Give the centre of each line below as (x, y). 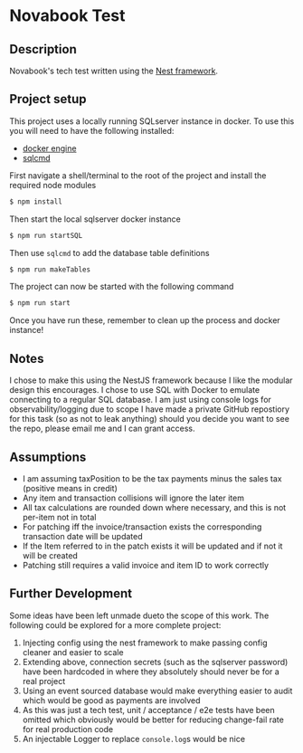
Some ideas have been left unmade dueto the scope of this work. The (139, 615)
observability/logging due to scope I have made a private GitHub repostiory (150, 409)
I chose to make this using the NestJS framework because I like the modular (151, 380)
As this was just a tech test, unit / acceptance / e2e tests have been (149, 710)
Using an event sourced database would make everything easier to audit (157, 691)
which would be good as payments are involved (111, 700)
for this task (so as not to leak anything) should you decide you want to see (149, 419)
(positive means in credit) (70, 488)
